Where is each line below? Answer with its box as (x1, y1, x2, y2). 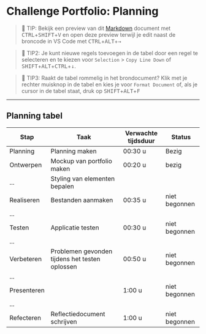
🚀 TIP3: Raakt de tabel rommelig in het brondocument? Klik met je (21, 74, 188, 81)
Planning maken (50, 147, 97, 155)
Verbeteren (9, 254, 42, 263)
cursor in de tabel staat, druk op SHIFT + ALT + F (21, 87, 140, 94)
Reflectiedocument (50, 310, 105, 318)
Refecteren (9, 313, 42, 322)
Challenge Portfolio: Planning (6, 4, 159, 18)
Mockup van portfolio (50, 157, 112, 165)
